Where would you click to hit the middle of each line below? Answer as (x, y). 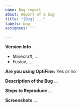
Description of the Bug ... (32, 81)
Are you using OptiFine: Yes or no (40, 71)
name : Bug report (23, 10)
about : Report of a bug (30, 14)
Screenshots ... (21, 101)
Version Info (18, 47)
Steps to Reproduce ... (29, 91)
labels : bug (17, 24)
